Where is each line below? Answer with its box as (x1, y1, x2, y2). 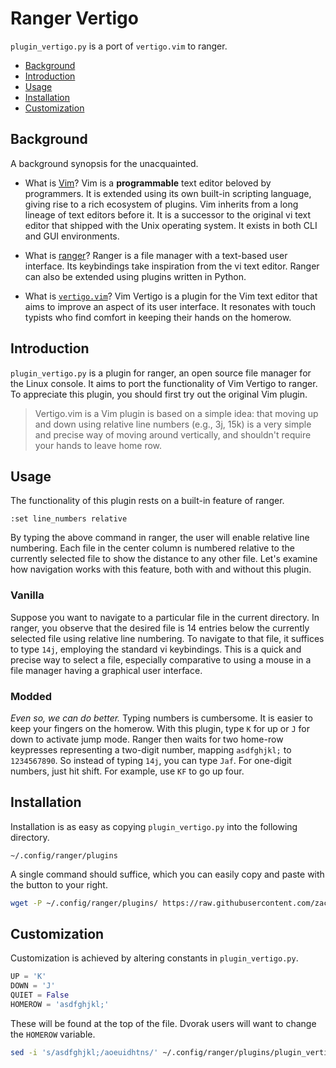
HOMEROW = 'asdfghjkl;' (10, 1000, 110, 1010)
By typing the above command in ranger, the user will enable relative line (10, 532, 310, 544)
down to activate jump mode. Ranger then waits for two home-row (10, 733, 284, 745)
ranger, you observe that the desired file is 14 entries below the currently (10, 622, 310, 634)
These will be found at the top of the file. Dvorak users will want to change (10, 1017, 317, 1029)
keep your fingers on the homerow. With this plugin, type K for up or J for (10, 722, 310, 734)
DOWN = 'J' (10, 981, 56, 991)
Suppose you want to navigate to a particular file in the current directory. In (10, 611, 320, 623)
